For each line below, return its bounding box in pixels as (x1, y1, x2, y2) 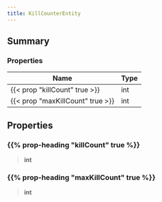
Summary (7, 36, 50, 47)
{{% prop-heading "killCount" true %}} (7, 140, 140, 149)
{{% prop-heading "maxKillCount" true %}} (7, 173, 156, 182)
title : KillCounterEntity (7, 10, 81, 17)
